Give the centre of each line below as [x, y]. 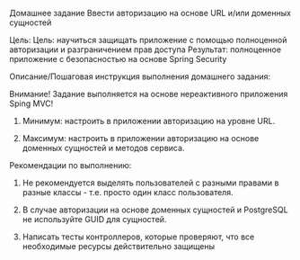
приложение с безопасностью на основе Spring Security [118, 59]
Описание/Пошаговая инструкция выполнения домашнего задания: [140, 76]
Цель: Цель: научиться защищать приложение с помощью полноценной [148, 40]
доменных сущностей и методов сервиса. [103, 148]
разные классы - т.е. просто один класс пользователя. [128, 192]
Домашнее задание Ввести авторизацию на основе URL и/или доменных [150, 13]
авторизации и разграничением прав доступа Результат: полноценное [145, 49]
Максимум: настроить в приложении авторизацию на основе [141, 138]
